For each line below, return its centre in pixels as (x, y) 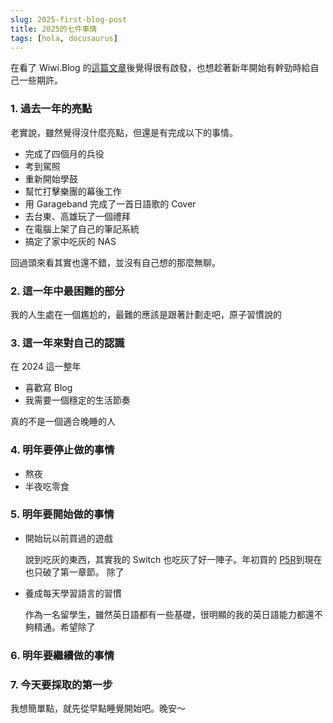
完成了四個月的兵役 (64, 153)
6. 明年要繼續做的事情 (62, 655)
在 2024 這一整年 (46, 367)
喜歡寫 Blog (48, 388)
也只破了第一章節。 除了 (74, 572)
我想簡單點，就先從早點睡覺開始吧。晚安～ (98, 708)
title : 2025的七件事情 (54, 29)
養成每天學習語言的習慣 (73, 593)
